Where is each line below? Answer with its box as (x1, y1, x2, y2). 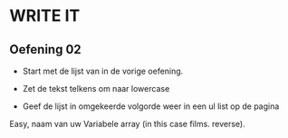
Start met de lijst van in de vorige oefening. (22, 65, 184, 76)
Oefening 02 (9, 42, 82, 57)
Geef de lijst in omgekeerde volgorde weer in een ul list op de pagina (22, 101, 280, 112)
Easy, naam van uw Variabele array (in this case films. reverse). (9, 119, 246, 129)
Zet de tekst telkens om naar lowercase (22, 84, 170, 94)
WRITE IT (9, 5, 81, 26)
